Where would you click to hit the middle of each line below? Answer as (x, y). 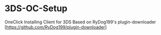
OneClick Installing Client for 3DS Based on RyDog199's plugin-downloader (80, 22)
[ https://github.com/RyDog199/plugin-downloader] (56, 27)
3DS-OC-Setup (36, 9)
